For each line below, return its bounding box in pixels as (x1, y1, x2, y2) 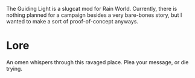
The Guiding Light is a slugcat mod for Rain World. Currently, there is (6, 5, 177, 12)
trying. (6, 65, 23, 72)
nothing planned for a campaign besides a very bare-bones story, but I (6, 11, 182, 19)
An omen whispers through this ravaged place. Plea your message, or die (6, 58, 189, 65)
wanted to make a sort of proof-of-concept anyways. (6, 18, 139, 25)
